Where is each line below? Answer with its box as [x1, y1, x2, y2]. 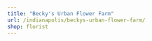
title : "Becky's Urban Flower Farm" [7, 10, 114, 17]
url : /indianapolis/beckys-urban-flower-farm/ [7, 17, 146, 24]
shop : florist [7, 23, 49, 30]
